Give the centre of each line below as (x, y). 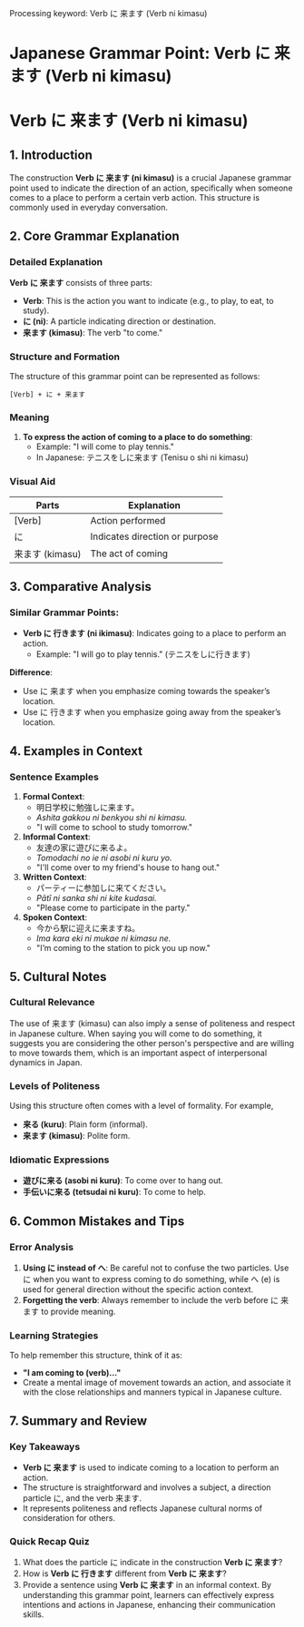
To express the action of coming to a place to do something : (137, 437)
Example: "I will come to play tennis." (105, 446)
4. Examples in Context (76, 751)
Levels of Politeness (55, 1085)
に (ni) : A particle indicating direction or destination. (119, 321)
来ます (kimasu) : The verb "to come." (93, 332)
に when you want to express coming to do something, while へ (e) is (151, 1279)
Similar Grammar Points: (64, 613)
